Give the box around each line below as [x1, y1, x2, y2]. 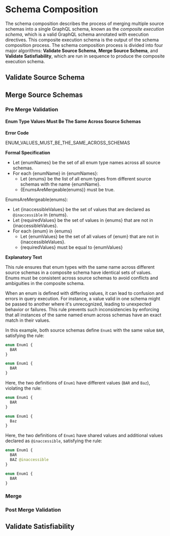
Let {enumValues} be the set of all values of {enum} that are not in [20, 233, 159, 239]
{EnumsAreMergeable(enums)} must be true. [20, 186, 115, 192]
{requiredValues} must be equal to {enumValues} [20, 244, 123, 250]
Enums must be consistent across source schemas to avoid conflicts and [5, 274, 158, 281]
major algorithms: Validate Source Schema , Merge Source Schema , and [5, 47, 158, 54]
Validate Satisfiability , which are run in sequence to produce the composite [5, 53, 165, 59]
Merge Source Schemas [5, 90, 83, 99]
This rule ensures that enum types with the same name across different [5, 264, 155, 270]
